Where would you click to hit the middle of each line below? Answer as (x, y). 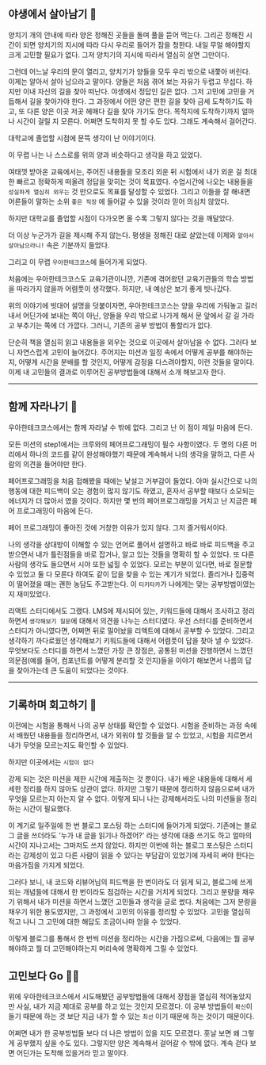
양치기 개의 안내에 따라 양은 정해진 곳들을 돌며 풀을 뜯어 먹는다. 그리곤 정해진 (126, 35)
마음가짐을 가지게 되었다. (46, 865)
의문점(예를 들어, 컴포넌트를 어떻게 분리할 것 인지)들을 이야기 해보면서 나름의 (126, 660)
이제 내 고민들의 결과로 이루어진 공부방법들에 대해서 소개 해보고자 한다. (117, 372)
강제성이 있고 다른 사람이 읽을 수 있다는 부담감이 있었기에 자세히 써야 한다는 (139, 856)
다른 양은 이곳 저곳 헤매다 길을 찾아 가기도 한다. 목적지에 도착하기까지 (133, 111)
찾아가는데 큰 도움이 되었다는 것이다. (72, 670)
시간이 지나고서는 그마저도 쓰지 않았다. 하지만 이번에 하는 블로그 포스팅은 (120, 845)
